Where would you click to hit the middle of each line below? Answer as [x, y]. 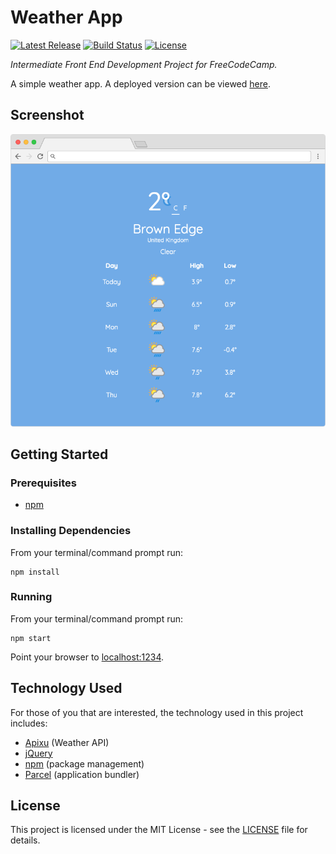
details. [25, 840]
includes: [29, 723]
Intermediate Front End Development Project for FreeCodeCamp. [144, 64]
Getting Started [59, 454]
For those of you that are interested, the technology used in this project [157, 712]
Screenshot [47, 115]
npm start [31, 638]
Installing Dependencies [71, 531]
